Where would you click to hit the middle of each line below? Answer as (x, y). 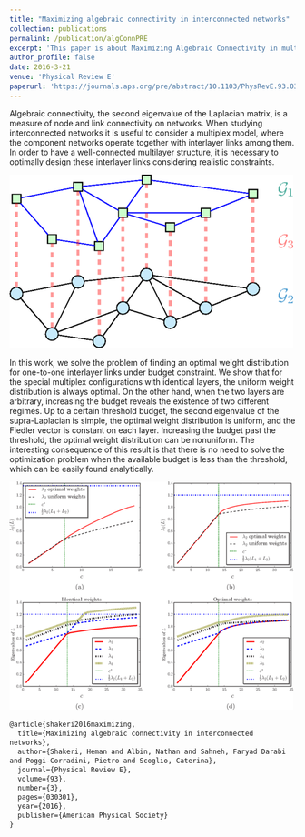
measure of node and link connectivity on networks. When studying (136, 123)
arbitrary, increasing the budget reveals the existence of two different (139, 401)
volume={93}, (42, 779)
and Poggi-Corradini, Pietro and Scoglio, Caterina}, (113, 761)
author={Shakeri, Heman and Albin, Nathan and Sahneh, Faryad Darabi (152, 751)
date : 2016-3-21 (40, 67)
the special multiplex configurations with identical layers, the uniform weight (152, 381)
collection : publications (58, 29)
